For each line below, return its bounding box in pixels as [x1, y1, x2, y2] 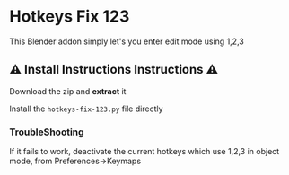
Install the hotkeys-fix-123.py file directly [9, 103, 163, 114]
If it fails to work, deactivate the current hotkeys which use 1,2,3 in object [9, 146, 280, 157]
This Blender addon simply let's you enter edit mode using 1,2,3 [9, 36, 244, 47]
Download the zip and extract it [9, 85, 127, 96]
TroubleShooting [9, 126, 84, 138]
